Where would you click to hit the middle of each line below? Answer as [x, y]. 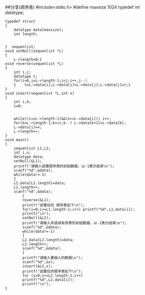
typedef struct [20, 21]
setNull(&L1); [28, 161]
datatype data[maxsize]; [39, 30]
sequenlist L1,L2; [32, 148]
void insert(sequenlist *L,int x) [40, 93]
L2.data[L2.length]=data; [49, 240]
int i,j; [22, 72]
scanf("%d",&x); [39, 262]
